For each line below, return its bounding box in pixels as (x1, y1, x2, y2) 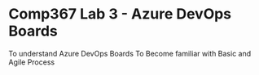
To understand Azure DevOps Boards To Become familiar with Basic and (8, 48, 252, 58)
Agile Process (8, 57, 55, 67)
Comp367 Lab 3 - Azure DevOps (8, 5, 232, 23)
